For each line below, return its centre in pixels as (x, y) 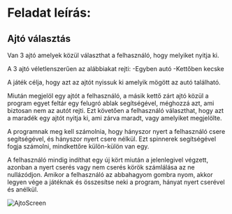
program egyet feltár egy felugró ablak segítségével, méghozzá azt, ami (111, 103)
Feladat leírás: (49, 13)
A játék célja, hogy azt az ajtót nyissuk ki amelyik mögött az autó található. (114, 82)
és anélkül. (23, 189)
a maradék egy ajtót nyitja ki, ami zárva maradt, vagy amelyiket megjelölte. (115, 118)
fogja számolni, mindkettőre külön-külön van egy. (78, 146)
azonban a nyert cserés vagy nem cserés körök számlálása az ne (101, 167)
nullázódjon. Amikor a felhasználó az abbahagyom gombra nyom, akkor (110, 175)
